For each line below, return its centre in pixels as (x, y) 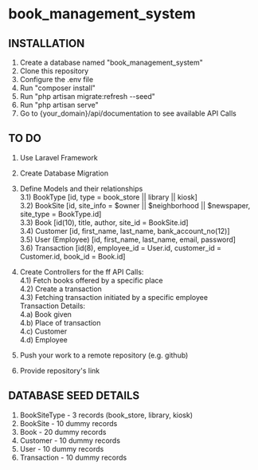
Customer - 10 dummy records (70, 440)
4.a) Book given (45, 314)
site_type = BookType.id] (61, 214)
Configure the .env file (57, 79)
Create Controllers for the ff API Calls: (82, 271)
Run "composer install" (57, 88)
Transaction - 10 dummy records (73, 457)
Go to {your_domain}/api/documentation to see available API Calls (128, 113)
